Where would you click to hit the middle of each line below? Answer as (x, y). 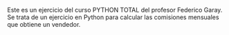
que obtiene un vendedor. (44, 24)
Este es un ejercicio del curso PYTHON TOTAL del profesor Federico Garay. (115, 10)
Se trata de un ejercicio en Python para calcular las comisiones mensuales (113, 17)
